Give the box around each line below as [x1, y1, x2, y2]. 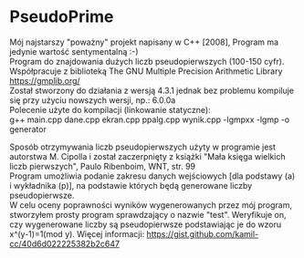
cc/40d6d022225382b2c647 [9, 238, 121, 249]
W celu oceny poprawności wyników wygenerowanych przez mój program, [9, 199, 292, 211]
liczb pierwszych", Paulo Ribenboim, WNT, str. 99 [9, 160, 196, 171]
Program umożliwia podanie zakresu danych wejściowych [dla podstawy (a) [9, 170, 296, 181]
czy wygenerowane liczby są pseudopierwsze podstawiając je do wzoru [9, 219, 282, 230]
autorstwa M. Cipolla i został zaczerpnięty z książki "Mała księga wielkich [9, 150, 286, 161]
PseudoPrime [9, 6, 114, 27]
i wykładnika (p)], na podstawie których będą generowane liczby [9, 180, 253, 191]
